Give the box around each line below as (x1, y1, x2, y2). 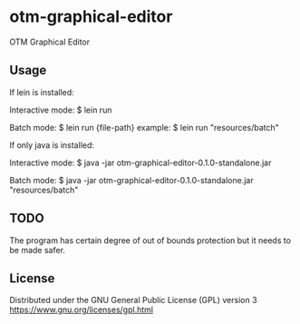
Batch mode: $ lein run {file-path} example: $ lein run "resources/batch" (9, 122, 279, 133)
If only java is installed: (9, 139, 95, 151)
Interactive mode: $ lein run (9, 104, 112, 115)
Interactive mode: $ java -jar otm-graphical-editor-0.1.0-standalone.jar (9, 157, 272, 168)
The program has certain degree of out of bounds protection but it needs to (9, 234, 292, 246)
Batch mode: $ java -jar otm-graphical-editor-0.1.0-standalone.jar (9, 174, 254, 185)
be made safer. (9, 244, 66, 255)
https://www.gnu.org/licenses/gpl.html (9, 304, 154, 315)
